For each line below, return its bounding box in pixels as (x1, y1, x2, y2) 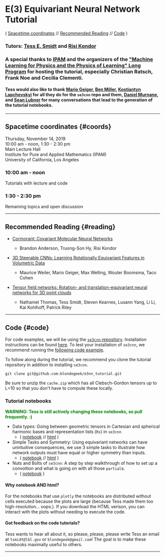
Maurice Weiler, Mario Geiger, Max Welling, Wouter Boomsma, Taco (19, 270, 157, 276)
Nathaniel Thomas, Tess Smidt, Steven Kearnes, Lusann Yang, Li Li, (19, 299, 156, 305)
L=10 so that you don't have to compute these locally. (5, 385, 113, 391)
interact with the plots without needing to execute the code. (5, 509, 126, 515)
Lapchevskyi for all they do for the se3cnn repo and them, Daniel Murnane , (5, 92, 159, 98)
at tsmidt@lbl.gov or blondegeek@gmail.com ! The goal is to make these (5, 536, 146, 542)
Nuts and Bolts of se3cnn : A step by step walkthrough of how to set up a (12, 460, 158, 466)
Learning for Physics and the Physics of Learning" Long (5, 62, 141, 69)
